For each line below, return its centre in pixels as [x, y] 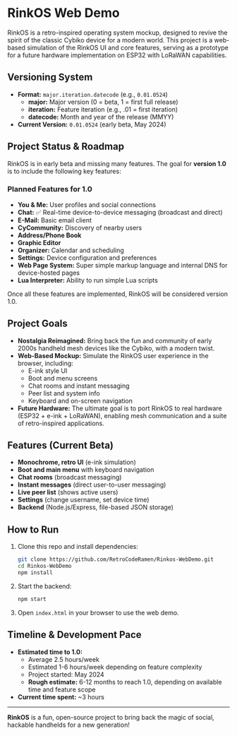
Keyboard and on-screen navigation [80, 400]
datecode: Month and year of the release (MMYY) [101, 117]
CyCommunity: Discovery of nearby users [80, 227]
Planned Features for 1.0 [50, 189]
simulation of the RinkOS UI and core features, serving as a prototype [128, 47]
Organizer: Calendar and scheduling [71, 250]
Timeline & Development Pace [75, 635]
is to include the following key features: [64, 171]
